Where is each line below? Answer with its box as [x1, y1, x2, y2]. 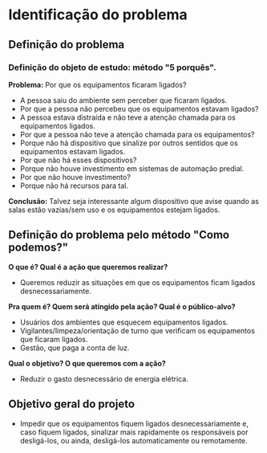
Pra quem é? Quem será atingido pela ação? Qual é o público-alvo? [8, 301, 236, 311]
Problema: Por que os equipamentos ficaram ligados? [8, 80, 187, 89]
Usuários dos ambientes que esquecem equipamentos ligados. [19, 317, 229, 327]
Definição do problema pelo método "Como [8, 228, 230, 242]
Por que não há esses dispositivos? [19, 155, 137, 165]
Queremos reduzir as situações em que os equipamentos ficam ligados [19, 277, 256, 287]
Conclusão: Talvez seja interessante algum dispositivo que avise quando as [8, 196, 259, 206]
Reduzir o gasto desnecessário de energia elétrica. [19, 373, 188, 383]
